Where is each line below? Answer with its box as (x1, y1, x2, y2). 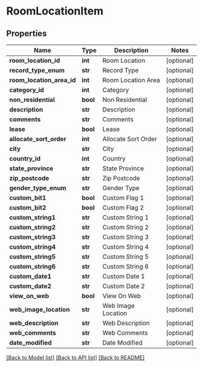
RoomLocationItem (6, 4, 104, 18)
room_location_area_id (9, 76, 76, 84)
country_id (9, 155, 41, 162)
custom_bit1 (9, 194, 47, 202)
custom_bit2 (9, 203, 47, 212)
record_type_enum (9, 66, 65, 74)
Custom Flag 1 (102, 194, 144, 202)
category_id (9, 86, 44, 94)
